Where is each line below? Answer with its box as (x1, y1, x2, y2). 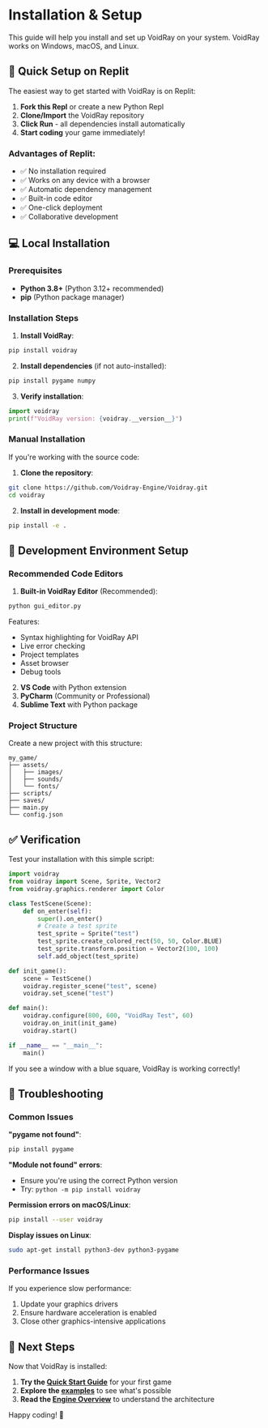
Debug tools (19, 667, 62, 677)
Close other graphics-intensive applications (19, 1316, 166, 1326)
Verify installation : (19, 391, 84, 401)
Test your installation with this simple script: (8, 855, 155, 864)
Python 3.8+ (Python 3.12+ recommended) (19, 283, 164, 293)
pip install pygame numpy (8, 377, 96, 385)
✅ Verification (8, 833, 81, 846)
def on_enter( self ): (23, 907, 92, 915)
